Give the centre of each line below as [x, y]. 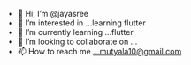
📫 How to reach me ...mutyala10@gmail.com [99, 51]
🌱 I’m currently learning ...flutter [76, 32]
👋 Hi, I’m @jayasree [53, 14]
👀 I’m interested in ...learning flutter [81, 23]
